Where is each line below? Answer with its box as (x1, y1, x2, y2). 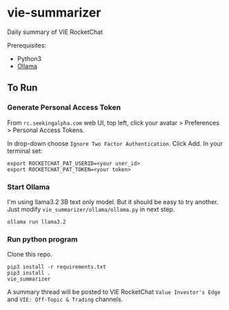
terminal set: (7, 147, 43, 155)
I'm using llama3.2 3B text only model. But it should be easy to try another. (7, 197, 219, 206)
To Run (7, 82, 38, 94)
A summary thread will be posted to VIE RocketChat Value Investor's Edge (7, 288, 221, 296)
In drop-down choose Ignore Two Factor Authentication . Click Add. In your (7, 139, 223, 147)
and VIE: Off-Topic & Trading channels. (7, 295, 123, 304)
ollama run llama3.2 (7, 218, 67, 226)
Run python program (7, 234, 78, 244)
